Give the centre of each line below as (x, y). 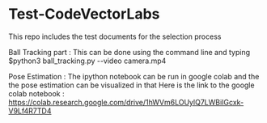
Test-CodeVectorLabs (84, 14)
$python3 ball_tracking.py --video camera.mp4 (87, 61)
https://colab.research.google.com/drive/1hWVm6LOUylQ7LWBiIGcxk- (126, 102)
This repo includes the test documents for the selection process (115, 36)
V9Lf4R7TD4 (30, 111)
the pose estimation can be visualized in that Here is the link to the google (131, 85)
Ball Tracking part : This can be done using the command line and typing (129, 52)
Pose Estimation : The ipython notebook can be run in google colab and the (134, 76)
